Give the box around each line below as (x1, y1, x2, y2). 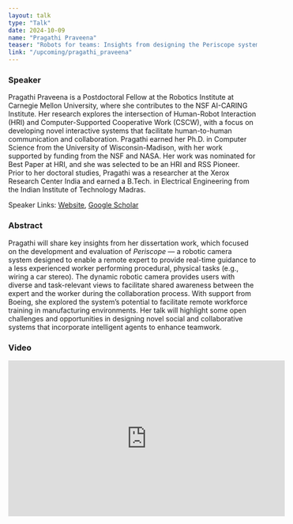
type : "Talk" (8, 19, 51, 27)
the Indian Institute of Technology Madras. (8, 185, 146, 195)
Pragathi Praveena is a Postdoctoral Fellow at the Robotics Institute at (8, 93, 235, 102)
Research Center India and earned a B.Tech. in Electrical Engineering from (8, 177, 250, 186)
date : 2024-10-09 (8, 26, 66, 34)
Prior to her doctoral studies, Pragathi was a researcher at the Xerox (8, 168, 230, 178)
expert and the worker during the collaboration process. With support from (8, 288, 251, 298)
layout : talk (8, 11, 51, 20)
